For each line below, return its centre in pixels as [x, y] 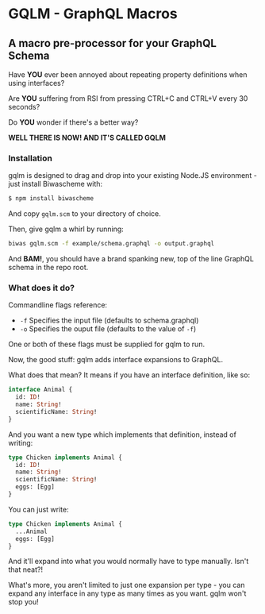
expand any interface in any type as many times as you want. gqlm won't [127, 593]
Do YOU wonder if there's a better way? [73, 122]
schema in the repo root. [48, 268]
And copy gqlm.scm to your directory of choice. [84, 214]
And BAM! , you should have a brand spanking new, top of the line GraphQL [131, 259]
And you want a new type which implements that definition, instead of [122, 434]
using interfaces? [36, 83]
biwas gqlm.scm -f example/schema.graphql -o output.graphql [111, 244]
